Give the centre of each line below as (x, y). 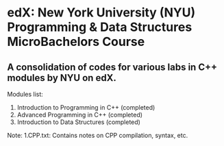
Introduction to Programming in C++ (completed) (86, 107)
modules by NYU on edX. (62, 78)
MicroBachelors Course (76, 42)
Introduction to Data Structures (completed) (78, 122)
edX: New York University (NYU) (101, 13)
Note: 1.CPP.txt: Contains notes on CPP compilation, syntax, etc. (98, 135)
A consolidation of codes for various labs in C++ (112, 67)
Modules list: (25, 94)
